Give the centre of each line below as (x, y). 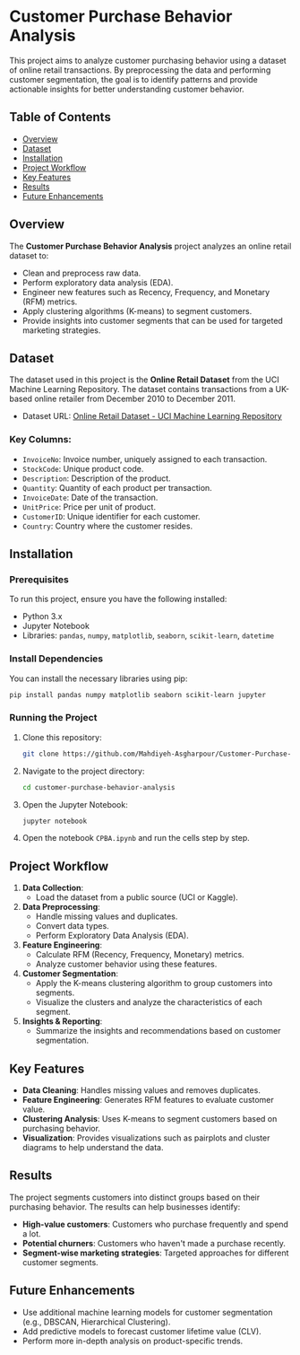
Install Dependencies (56, 659)
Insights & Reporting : (62, 1021)
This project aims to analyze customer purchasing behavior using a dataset (148, 60)
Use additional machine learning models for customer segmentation (147, 1312)
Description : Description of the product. (97, 478)
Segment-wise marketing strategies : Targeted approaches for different (155, 1253)
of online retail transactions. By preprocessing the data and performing (140, 70)
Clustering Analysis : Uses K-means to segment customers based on (150, 1119)
